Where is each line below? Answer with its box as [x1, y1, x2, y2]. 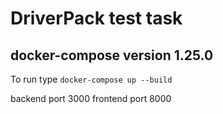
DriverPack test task [10, 7, 183, 30]
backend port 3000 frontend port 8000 [10, 93, 172, 104]
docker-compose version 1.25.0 [10, 47, 214, 64]
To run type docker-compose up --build [10, 73, 173, 85]
